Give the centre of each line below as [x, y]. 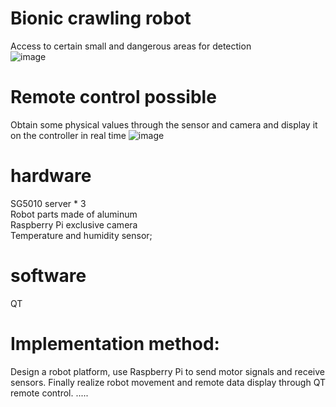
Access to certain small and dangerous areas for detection [131, 46]
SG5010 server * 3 [48, 203]
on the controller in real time [68, 135]
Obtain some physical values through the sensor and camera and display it [164, 124]
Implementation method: [115, 343]
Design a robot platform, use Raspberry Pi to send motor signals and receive [168, 371]
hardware [51, 176]
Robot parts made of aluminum [74, 214]
